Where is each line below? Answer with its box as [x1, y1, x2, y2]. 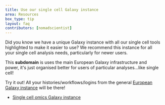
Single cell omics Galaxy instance [12, 95, 81, 101]
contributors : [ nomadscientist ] [5, 26, 72, 31]
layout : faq [5, 21, 30, 26]
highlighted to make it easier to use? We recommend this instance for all [5, 45, 153, 51]
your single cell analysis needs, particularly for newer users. [5, 50, 128, 56]
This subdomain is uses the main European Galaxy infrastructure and [5, 59, 147, 65]
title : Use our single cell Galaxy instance [5, 7, 99, 12]
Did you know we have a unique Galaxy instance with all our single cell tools [5, 39, 161, 45]
